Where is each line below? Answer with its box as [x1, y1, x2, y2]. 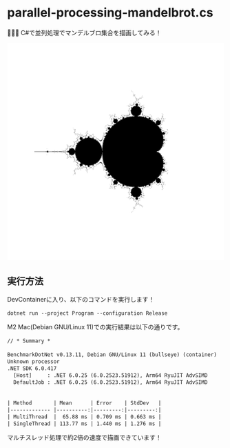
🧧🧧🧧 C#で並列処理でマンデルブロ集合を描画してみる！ [7, 28, 162, 37]
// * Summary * [7, 337, 51, 344]
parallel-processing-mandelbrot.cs [7, 5, 213, 21]
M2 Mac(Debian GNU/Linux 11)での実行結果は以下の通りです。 [7, 322, 184, 331]
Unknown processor [7, 358, 60, 365]
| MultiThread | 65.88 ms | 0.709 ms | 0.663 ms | [7, 413, 162, 420]
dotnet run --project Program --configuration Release [7, 309, 168, 317]
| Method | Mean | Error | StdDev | [7, 399, 162, 407]
